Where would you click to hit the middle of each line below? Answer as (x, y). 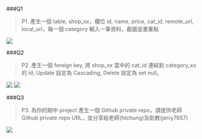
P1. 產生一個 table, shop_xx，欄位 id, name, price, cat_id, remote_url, (107, 21)
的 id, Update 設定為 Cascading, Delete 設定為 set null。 (92, 73)
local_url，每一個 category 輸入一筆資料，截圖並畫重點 (90, 29)
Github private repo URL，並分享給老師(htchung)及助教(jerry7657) (104, 118)
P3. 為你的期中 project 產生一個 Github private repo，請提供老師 (102, 110)
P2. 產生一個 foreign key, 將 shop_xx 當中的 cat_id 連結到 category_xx (109, 65)
